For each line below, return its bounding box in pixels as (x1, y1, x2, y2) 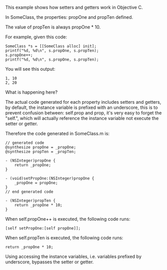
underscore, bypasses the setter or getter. (5, 259, 94, 265)
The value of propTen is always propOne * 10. (5, 24, 101, 30)
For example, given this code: (5, 34, 67, 40)
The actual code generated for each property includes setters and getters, (5, 99, 161, 105)
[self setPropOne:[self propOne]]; (5, 226, 81, 231)
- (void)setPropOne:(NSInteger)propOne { (5, 176, 95, 181)
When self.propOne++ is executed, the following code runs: (5, 216, 131, 222)
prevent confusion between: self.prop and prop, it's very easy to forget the (5, 110, 162, 116)
